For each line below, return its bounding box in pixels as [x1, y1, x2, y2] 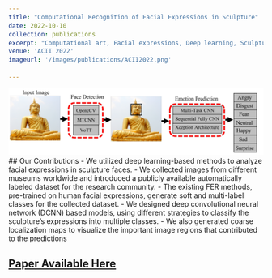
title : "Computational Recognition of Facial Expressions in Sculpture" [8, 13, 259, 21]
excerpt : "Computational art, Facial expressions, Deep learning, [8, 39, 237, 47]
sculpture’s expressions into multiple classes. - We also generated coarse [8, 216, 254, 226]
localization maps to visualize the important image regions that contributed [8, 225, 257, 234]
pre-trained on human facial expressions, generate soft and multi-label [8, 190, 244, 200]
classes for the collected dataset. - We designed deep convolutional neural [8, 199, 259, 208]
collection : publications [8, 30, 96, 38]
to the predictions [8, 233, 67, 243]
